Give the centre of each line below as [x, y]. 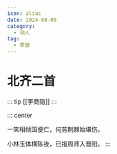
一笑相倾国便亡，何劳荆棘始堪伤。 [55, 129]
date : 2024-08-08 [32, 20]
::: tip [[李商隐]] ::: [32, 101]
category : [21, 26]
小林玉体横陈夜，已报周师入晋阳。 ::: [59, 144]
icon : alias [24, 13]
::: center [20, 115]
